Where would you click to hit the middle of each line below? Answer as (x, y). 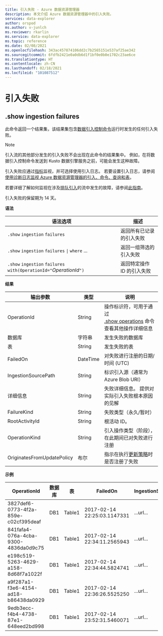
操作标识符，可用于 (126, 306)
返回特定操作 (135, 264)
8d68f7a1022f (25, 574)
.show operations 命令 (129, 321)
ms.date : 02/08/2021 (26, 46)
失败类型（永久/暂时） (129, 412)
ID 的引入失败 (136, 271)
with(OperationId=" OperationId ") (46, 270)
